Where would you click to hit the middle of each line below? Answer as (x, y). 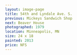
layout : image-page (25, 9)
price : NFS (16, 45)
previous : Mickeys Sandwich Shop (39, 18)
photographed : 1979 (25, 27)
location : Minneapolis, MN (32, 32)
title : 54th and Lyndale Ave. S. (39, 14)
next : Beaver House (25, 23)
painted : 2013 (19, 41)
